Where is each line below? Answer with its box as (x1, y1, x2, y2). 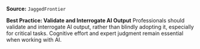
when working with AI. (6, 36, 62, 43)
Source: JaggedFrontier (6, 5, 66, 12)
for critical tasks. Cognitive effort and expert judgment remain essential (6, 30, 184, 37)
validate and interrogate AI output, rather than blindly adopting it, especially (6, 24, 195, 30)
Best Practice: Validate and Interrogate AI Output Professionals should (6, 17, 185, 24)
